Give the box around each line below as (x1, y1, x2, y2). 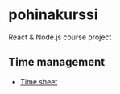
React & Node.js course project (8, 32, 112, 42)
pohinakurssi (8, 6, 98, 24)
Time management (8, 55, 106, 69)
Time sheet (19, 76, 58, 86)
